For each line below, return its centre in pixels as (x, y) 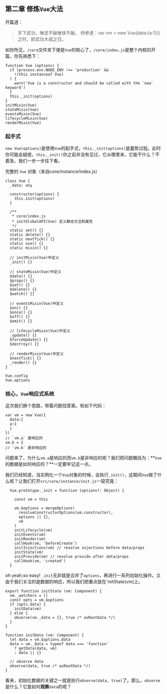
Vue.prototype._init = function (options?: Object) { (67, 491)
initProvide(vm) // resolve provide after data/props (71, 557)
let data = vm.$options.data (40, 640)
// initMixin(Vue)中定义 (34, 258)
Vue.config (17, 376)
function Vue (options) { (32, 65)
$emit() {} (21, 321)
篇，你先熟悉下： (23, 56)
